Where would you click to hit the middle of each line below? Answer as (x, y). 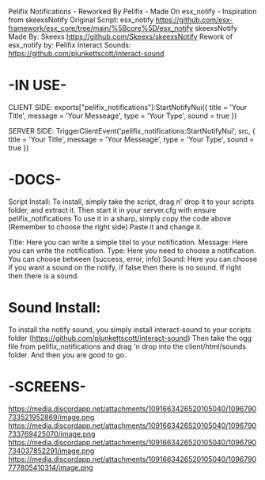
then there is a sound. (44, 275)
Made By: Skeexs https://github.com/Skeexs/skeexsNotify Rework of (121, 36)
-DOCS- (35, 180)
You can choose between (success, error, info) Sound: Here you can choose (133, 259)
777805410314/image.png (51, 467)
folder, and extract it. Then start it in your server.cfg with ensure (112, 210)
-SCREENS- (47, 387)
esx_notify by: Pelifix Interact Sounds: (70, 45)
